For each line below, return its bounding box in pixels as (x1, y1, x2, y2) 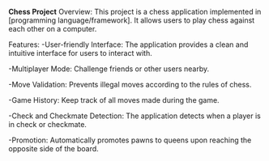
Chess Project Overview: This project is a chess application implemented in (8, 7, 262, 16)
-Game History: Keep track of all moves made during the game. (8, 95, 220, 104)
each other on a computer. (8, 24, 97, 33)
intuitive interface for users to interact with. (8, 49, 152, 57)
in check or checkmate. (8, 120, 88, 129)
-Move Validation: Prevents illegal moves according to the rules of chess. (8, 80, 252, 89)
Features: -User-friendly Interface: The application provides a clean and (8, 40, 249, 49)
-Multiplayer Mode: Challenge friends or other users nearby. (8, 64, 209, 74)
